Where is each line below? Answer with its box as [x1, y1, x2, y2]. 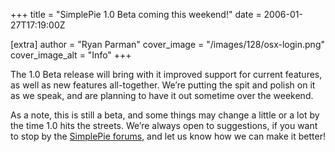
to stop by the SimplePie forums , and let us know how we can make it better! [10, 130, 326, 142]
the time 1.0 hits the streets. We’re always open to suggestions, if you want [10, 120, 318, 131]
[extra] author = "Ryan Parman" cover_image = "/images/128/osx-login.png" [10, 39, 325, 50]
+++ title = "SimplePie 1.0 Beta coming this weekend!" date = [10, 9, 262, 20]
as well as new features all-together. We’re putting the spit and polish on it [10, 79, 316, 91]
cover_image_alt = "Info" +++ [10, 49, 132, 61]
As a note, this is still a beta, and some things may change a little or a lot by [10, 109, 320, 121]
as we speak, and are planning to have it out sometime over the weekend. [10, 90, 314, 101]
